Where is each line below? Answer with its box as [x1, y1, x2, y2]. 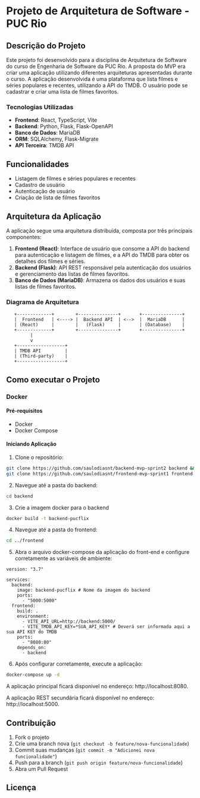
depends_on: [17, 645, 46, 651]
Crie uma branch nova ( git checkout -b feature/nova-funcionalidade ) [14, 740, 189, 747]
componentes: [6, 233, 42, 240]
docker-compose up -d [6, 672, 60, 678]
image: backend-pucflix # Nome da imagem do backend [17, 587, 151, 593]
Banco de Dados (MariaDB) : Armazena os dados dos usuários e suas [14, 276, 186, 284]
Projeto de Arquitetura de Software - [6, 4, 190, 18]
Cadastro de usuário [14, 181, 65, 188]
